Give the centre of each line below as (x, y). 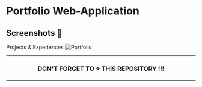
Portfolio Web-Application (73, 11)
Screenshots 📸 (34, 33)
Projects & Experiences (35, 47)
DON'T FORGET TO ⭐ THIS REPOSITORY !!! (101, 69)
